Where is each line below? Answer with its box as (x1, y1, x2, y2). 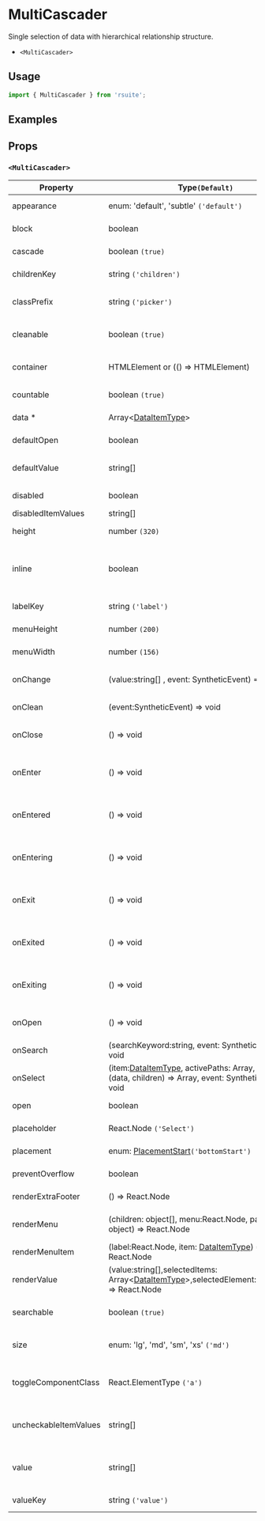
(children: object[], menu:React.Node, (108, 1213, 248, 1224)
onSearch (12, 1044, 49, 1055)
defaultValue (12, 462, 59, 473)
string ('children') (108, 268, 181, 279)
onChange (12, 674, 51, 685)
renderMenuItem (12, 1246, 75, 1257)
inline (12, 563, 32, 574)
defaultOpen (12, 434, 59, 445)
